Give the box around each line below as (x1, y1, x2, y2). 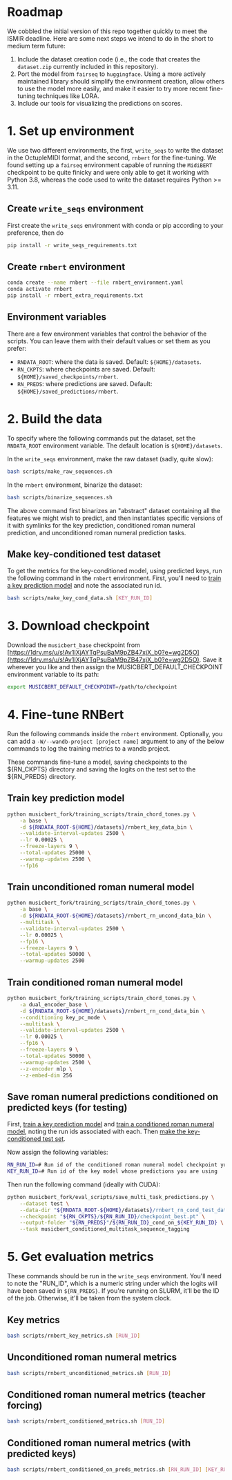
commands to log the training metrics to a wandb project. (7, 744, 171, 753)
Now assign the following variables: (7, 1148, 108, 1157)
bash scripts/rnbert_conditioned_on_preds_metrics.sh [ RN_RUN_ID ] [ (7, 1466, 209, 1473)
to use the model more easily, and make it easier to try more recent (17, 84, 209, 93)
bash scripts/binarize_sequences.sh (7, 494, 113, 501)
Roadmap (7, 4, 64, 20)
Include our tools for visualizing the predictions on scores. (17, 99, 183, 107)
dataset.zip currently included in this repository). (17, 62, 159, 70)
